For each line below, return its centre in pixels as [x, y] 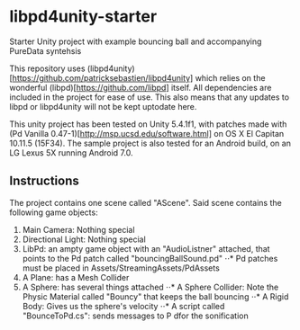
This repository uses [47, 68]
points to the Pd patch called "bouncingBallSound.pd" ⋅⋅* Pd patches [150, 258]
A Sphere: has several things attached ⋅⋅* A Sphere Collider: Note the [150, 287]
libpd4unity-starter [83, 17]
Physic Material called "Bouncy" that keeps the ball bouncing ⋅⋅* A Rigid [155, 296]
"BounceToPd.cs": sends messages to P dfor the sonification [136, 316]
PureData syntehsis [45, 50]
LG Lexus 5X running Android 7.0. [71, 152]
